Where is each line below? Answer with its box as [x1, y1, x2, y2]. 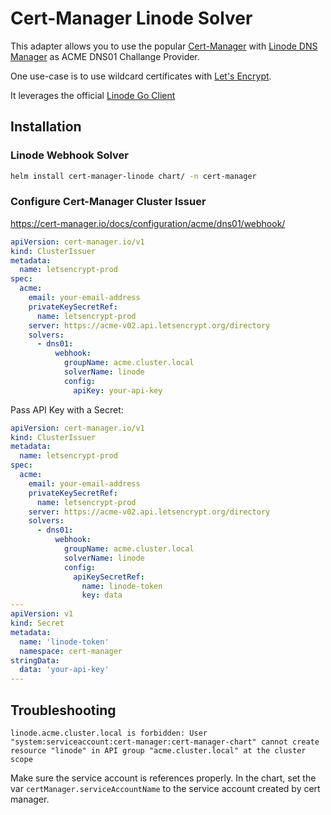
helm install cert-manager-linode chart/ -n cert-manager [10, 171, 257, 181]
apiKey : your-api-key [73, 385, 163, 396]
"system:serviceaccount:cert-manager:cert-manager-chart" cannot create [10, 737, 320, 747]
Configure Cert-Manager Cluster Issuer [10, 195, 207, 209]
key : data [81, 590, 123, 601]
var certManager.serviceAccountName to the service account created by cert [10, 782, 321, 794]
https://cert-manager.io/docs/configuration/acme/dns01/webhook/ [10, 217, 286, 229]
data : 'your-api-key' [19, 665, 110, 675]
